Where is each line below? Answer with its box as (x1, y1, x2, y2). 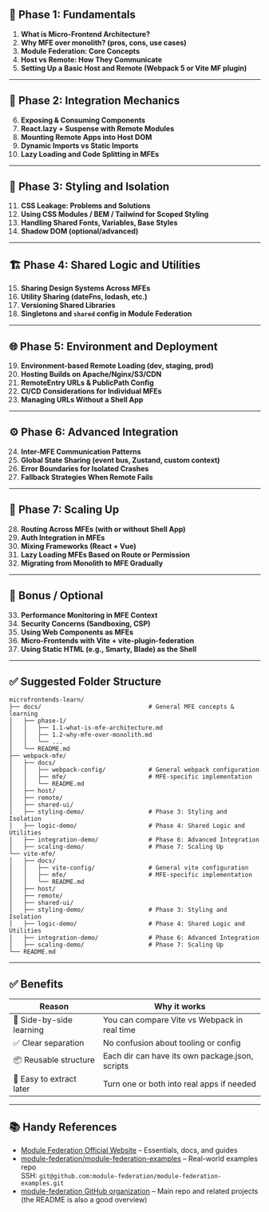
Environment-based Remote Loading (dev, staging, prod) (20, 361, 214, 370)
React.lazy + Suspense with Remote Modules (20, 123, 175, 133)
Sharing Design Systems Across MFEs (20, 283, 151, 293)
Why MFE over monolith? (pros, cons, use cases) (20, 38, 187, 47)
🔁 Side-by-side (13, 1014, 73, 1026)
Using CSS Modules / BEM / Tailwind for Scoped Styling (20, 210, 209, 219)
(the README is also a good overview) (20, 1194, 148, 1204)
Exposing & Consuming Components (20, 115, 146, 125)
